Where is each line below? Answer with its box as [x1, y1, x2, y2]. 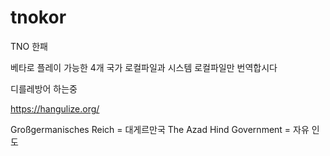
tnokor [10, 6, 67, 29]
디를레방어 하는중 [10, 82, 78, 95]
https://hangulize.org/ [10, 102, 100, 115]
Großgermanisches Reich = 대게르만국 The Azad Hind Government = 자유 [10, 123, 310, 135]
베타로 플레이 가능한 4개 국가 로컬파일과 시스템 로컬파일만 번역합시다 [10, 61, 278, 73]
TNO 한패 [10, 40, 48, 52]
